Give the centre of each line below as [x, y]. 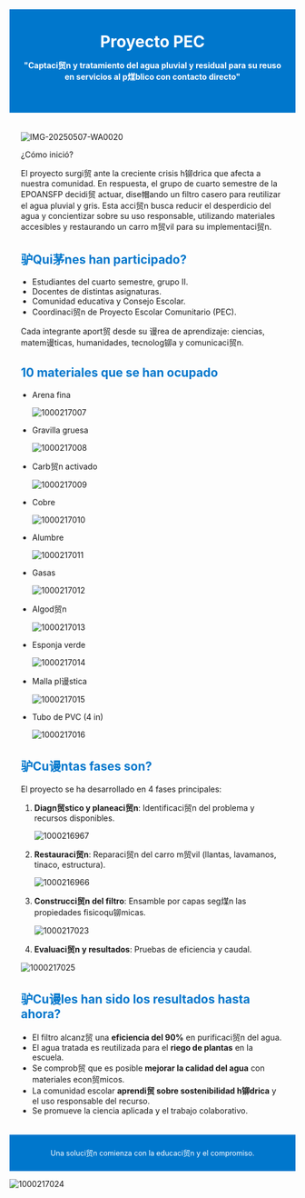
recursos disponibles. [74, 818]
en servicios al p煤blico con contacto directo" [152, 77]
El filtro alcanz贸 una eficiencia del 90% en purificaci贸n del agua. [157, 1037]
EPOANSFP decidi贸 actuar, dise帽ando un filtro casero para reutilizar [151, 194]
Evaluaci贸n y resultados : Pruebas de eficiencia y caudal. [143, 949]
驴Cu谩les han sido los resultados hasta [136, 999]
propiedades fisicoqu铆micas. [90, 912]
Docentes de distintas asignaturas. [97, 291]
